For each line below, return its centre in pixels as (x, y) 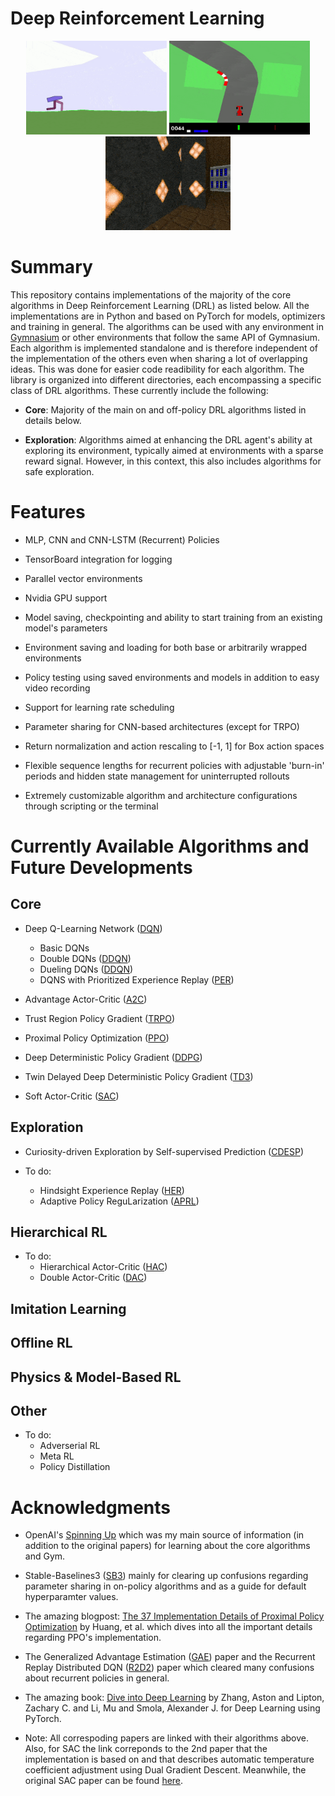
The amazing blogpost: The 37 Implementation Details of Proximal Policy (174, 1616)
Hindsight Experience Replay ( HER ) (112, 1190)
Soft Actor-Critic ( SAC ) (72, 1096)
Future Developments (101, 868)
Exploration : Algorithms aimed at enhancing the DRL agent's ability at (168, 439)
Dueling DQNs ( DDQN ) (86, 969)
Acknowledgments (91, 1507)
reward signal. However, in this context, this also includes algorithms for (173, 461)
